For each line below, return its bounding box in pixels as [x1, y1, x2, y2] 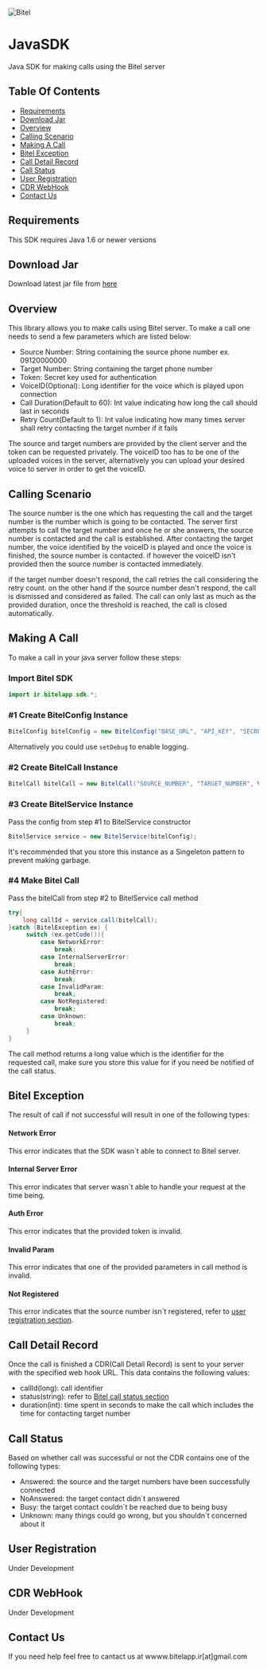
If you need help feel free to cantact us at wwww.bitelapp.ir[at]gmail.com [8, 1651, 248, 1661]
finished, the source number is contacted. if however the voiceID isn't [8, 550, 236, 560]
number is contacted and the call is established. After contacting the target [8, 534, 253, 543]
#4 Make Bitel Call [8, 875, 79, 886]
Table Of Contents [8, 84, 101, 99]
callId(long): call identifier [19, 1383, 103, 1393]
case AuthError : [40, 968, 94, 976]
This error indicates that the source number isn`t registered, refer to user [8, 1307, 246, 1316]
